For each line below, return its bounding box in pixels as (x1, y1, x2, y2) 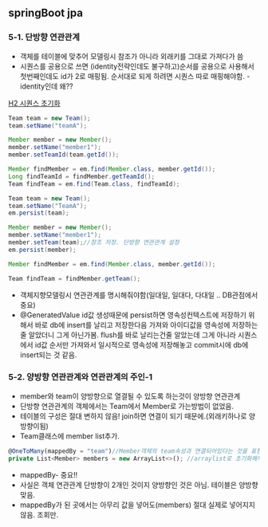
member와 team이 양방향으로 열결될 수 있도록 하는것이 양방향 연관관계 (19, 391, 241, 401)
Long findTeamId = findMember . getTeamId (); (8, 172, 156, 180)
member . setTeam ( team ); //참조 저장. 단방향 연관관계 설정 (8, 238, 179, 246)
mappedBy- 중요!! (19, 470, 78, 479)
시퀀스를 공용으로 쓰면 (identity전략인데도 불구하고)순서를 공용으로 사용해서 (19, 61, 255, 71)
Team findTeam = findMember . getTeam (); (8, 274, 141, 282)
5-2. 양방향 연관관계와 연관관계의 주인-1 (8, 372, 153, 383)
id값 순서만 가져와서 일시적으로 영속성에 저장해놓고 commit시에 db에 (34, 340, 249, 349)
